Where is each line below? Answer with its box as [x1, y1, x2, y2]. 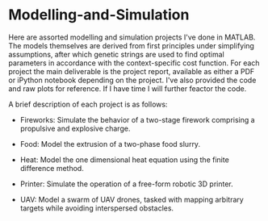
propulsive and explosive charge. [19, 123, 131, 133]
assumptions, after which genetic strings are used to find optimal [8, 49, 224, 59]
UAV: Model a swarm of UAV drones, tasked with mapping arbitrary [19, 194, 244, 204]
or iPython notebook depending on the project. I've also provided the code [8, 75, 257, 85]
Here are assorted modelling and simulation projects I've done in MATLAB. [8, 32, 256, 42]
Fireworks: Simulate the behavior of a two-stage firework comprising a [19, 115, 256, 124]
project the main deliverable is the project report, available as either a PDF [8, 66, 255, 76]
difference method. [19, 163, 85, 173]
